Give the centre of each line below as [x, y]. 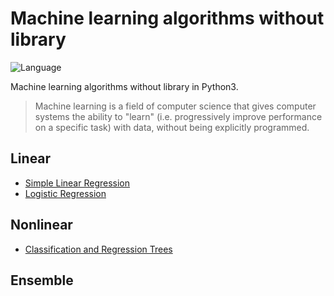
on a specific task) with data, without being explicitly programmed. [172, 127]
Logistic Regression [65, 193]
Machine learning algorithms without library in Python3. [124, 86]
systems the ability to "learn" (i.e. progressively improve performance [178, 116]
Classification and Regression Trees [98, 249]
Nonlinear [41, 225]
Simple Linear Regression [77, 183]
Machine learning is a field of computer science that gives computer [175, 106]
